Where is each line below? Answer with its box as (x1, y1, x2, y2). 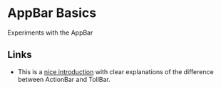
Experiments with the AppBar (7, 28, 93, 37)
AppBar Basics (7, 5, 97, 21)
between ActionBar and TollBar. (17, 75, 110, 83)
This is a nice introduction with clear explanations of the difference (17, 67, 214, 76)
